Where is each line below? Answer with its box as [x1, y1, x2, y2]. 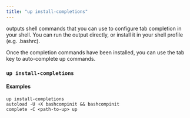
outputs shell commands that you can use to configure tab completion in [6, 25, 182, 32]
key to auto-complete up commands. [6, 55, 96, 62]
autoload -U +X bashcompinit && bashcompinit [6, 101, 119, 107]
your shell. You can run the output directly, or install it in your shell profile [6, 31, 184, 38]
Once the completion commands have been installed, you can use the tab [6, 48, 185, 56]
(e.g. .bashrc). [6, 37, 40, 44]
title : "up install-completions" [6, 8, 88, 15]
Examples [6, 83, 31, 90]
